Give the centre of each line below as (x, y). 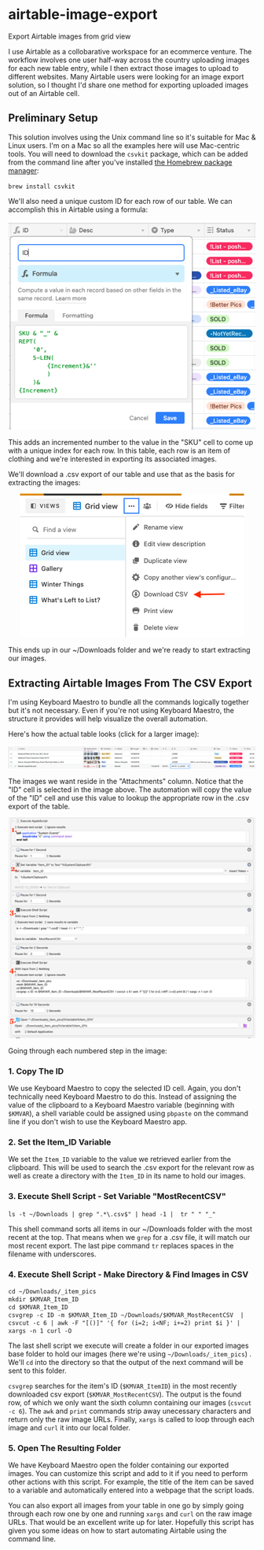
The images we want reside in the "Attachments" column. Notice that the (126, 781)
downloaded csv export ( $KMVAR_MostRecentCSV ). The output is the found (125, 1394)
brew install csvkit (42, 187)
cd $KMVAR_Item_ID (38, 1307)
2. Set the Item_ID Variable (60, 1141)
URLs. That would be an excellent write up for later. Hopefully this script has (131, 1522)
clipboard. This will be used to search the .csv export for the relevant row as (131, 1167)
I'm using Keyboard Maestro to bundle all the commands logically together (128, 702)
